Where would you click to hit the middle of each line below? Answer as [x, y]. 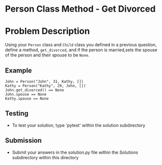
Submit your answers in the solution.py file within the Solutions [75, 152]
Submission [24, 140]
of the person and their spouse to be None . [47, 55]
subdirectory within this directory [45, 157]
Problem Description [47, 31]
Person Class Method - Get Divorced [80, 9]
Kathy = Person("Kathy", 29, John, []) [45, 86]
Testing [17, 114]
